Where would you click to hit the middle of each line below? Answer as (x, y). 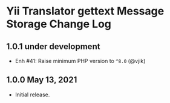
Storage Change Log (59, 24)
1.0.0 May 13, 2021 (42, 80)
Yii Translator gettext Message (85, 11)
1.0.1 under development (53, 46)
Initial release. (32, 95)
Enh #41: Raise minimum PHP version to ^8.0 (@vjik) (80, 61)
